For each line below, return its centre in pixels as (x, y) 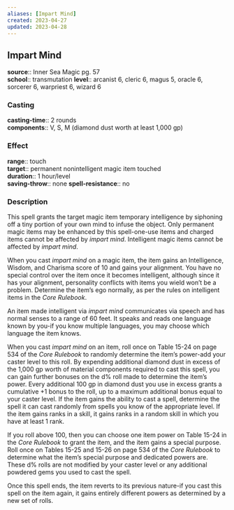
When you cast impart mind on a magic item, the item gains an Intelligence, (116, 261)
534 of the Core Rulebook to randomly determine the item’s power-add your (116, 354)
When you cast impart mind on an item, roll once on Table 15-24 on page (112, 347)
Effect (18, 146)
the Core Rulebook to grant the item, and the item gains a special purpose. (114, 443)
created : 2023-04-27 (37, 20)
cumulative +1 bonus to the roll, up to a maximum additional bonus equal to (115, 392)
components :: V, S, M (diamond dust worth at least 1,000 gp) (95, 127)
